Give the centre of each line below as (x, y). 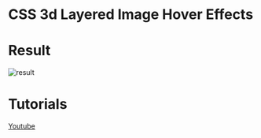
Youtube (22, 126)
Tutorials (38, 104)
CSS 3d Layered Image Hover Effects (131, 15)
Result (29, 51)
